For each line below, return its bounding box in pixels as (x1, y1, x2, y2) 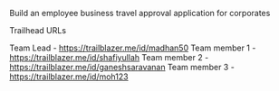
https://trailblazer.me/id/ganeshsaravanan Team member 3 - (9, 62, 236, 72)
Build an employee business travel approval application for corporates (9, 8, 271, 18)
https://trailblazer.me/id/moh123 (9, 71, 129, 82)
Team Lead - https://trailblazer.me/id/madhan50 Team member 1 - (9, 42, 256, 53)
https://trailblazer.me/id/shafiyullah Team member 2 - (9, 52, 209, 62)
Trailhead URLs (9, 25, 66, 35)
